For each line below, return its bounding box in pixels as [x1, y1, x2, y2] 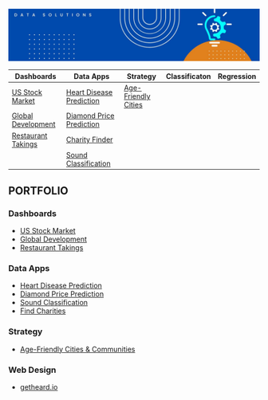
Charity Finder [66, 135, 113, 144]
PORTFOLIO [8, 184, 69, 198]
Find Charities [19, 306, 66, 316]
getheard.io [19, 382, 58, 391]
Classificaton [166, 71, 211, 80]
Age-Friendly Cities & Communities [19, 344, 136, 354]
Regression [218, 71, 257, 80]
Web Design [8, 364, 57, 375]
